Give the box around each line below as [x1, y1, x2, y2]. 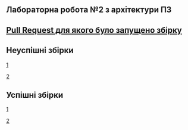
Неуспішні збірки [6, 45, 74, 55]
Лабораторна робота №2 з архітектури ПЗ [6, 5, 172, 15]
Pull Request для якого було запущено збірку [6, 25, 183, 35]
